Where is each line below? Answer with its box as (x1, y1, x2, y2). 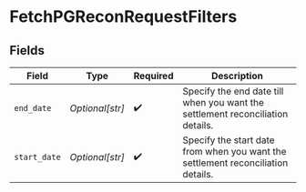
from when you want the (181, 146, 287, 157)
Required (133, 70, 174, 82)
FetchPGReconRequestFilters (9, 6, 238, 27)
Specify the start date (181, 134, 275, 147)
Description (210, 70, 264, 82)
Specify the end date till (181, 85, 284, 97)
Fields (9, 43, 46, 58)
